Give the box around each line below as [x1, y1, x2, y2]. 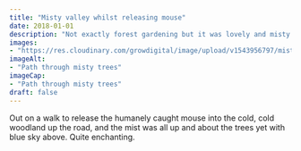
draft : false [9, 88, 58, 96]
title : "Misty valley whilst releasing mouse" [9, 13, 186, 22]
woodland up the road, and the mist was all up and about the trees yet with [9, 122, 285, 132]
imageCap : [9, 71, 47, 80]
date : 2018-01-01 [9, 21, 74, 30]
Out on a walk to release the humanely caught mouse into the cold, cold [9, 113, 275, 123]
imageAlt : [9, 55, 47, 63]
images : [9, 38, 39, 47]
